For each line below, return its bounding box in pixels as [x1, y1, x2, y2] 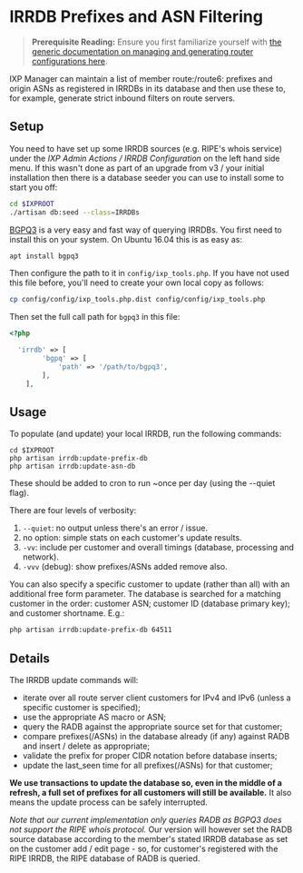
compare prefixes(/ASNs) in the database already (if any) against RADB [22, 731, 290, 741]
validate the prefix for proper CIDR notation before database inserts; [22, 750, 279, 760]
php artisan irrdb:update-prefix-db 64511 [9, 625, 172, 635]
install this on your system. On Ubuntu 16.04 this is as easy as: [9, 233, 243, 244]
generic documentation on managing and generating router [31, 45, 254, 56]
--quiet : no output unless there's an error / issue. [22, 522, 209, 533]
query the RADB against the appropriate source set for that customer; [22, 721, 283, 732]
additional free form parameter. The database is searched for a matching [9, 589, 281, 600]
